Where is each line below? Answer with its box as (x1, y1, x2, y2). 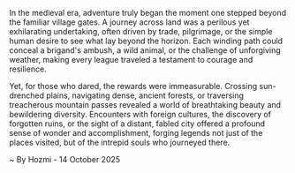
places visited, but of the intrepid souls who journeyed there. (9, 137, 231, 147)
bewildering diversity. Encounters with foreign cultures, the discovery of (9, 109, 272, 119)
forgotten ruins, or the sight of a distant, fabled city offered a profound (9, 118, 266, 129)
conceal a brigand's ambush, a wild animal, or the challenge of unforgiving (9, 45, 281, 56)
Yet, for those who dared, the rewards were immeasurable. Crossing (9, 81, 258, 91)
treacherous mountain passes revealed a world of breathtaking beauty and (9, 100, 281, 109)
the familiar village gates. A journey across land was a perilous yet (9, 17, 250, 27)
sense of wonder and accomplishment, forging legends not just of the (9, 128, 263, 138)
